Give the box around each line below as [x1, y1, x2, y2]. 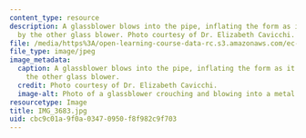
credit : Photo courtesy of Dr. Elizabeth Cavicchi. [17, 81, 219, 90]
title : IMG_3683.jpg [9, 106, 88, 115]
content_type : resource [9, 13, 100, 23]
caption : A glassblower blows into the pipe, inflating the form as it [17, 64, 296, 74]
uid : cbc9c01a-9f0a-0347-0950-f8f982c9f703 [9, 114, 178, 123]
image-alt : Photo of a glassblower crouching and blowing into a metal [17, 89, 296, 98]
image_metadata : [9, 55, 71, 64]
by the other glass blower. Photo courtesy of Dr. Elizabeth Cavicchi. [17, 30, 296, 39]
